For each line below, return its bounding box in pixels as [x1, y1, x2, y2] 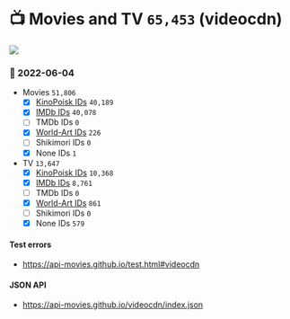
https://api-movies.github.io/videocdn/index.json [22, 299, 204, 310]
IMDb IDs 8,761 [35, 177, 92, 188]
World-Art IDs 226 [35, 127, 101, 137]
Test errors [9, 239, 52, 250]
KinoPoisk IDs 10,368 [35, 167, 114, 178]
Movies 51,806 [22, 87, 76, 98]
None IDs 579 [35, 217, 85, 228]
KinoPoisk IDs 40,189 [35, 97, 114, 108]
